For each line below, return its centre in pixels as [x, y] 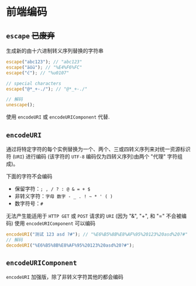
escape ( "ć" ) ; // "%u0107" [37, 73]
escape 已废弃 [30, 36]
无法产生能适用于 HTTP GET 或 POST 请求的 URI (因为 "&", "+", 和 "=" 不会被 [94, 216]
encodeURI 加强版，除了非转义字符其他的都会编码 [65, 277]
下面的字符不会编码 [29, 176]
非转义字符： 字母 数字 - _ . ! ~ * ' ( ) [63, 196]
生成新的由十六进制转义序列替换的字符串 [55, 51]
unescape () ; [20, 105]
